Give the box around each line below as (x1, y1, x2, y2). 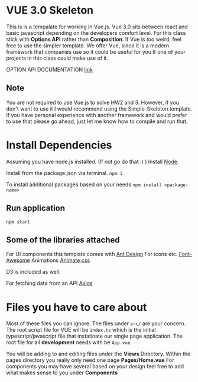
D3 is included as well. (6, 268, 61, 276)
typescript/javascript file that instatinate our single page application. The (6, 332, 183, 340)
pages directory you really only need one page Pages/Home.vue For (6, 357, 174, 364)
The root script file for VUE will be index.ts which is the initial (6, 326, 156, 334)
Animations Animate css (31, 257, 90, 264)
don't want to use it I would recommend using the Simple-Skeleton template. (6, 105, 193, 112)
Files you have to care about (6, 300, 147, 314)
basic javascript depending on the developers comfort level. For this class (6, 29, 186, 36)
